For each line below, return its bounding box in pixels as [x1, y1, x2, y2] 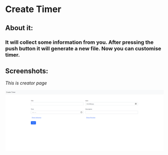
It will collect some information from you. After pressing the [5, 39, 154, 46]
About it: [5, 24, 33, 32]
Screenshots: [5, 66, 49, 75]
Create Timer [5, 4, 61, 15]
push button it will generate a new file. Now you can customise [5, 45, 161, 52]
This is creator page [5, 80, 47, 86]
